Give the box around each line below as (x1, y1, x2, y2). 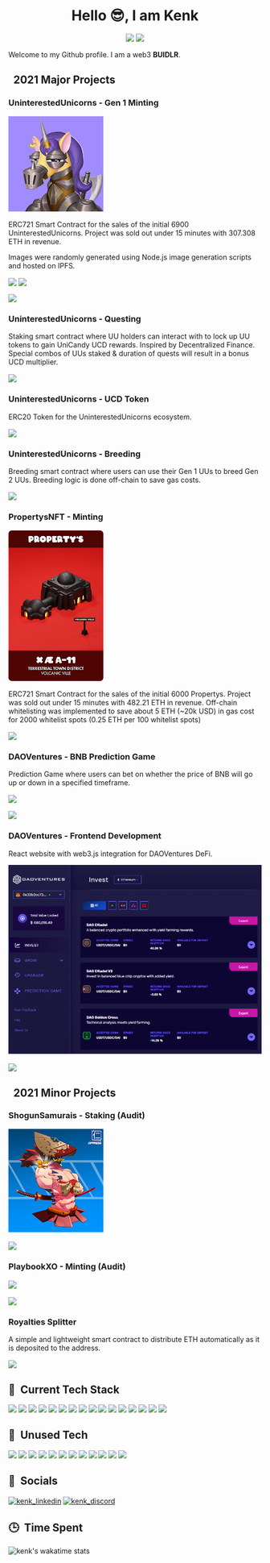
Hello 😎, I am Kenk (71, 6, 199, 25)
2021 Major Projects (13, 73, 116, 87)
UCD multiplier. (8, 357, 59, 367)
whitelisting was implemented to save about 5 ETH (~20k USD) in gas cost (8, 706, 255, 716)
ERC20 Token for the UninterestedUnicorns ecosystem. (8, 412, 192, 422)
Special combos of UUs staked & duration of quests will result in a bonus (8, 349, 249, 359)
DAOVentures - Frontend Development (8, 830, 162, 842)
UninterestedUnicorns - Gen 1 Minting (8, 98, 159, 109)
